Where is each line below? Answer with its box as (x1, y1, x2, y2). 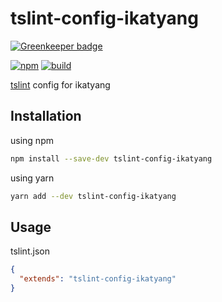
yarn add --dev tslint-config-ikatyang (10, 191, 177, 201)
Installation (10, 108, 82, 125)
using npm (10, 134, 54, 146)
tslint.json (10, 245, 50, 257)
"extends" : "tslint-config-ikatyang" (19, 274, 177, 284)
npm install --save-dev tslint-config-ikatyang (10, 153, 213, 164)
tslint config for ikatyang (10, 78, 111, 91)
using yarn (10, 172, 55, 184)
